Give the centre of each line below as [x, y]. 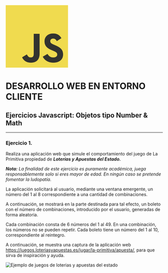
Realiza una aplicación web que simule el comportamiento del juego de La [82, 154]
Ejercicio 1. [19, 143]
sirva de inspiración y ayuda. [35, 255]
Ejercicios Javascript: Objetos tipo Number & [77, 115]
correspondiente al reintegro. [36, 235]
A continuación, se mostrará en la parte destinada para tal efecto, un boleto [83, 204]
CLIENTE [24, 97]
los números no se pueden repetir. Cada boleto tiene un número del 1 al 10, [82, 230]
